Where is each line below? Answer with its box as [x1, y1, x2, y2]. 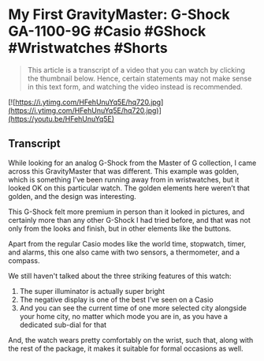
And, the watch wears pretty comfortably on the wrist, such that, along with [8, 335, 254, 344]
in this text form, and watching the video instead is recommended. [27, 81, 243, 92]
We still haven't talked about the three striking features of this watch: [8, 271, 232, 280]
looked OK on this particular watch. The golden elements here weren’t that [8, 183, 250, 193]
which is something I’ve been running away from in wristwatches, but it [8, 175, 240, 184]
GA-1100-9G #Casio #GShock [8, 22, 206, 40]
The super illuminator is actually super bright [19, 286, 165, 295]
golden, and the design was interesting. [8, 191, 136, 201]
